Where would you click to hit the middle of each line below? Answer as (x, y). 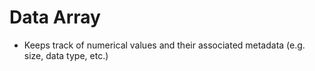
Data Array (55, 17)
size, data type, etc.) (66, 55)
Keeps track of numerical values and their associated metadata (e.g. (164, 45)
